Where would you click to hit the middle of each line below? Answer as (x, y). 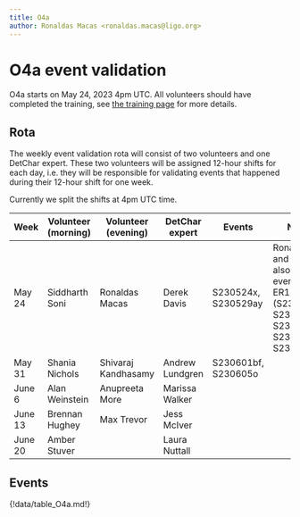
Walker (178, 400)
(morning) (70, 233)
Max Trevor (124, 420)
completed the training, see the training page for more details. (123, 104)
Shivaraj (117, 363)
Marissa (180, 388)
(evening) (127, 233)
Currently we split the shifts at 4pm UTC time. (93, 200)
